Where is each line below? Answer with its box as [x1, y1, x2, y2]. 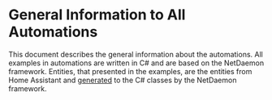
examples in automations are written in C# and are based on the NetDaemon [8, 58, 265, 68]
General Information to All [8, 6, 186, 24]
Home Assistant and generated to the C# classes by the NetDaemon [8, 75, 237, 85]
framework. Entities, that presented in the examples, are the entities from [8, 66, 253, 76]
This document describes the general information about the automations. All [8, 49, 264, 59]
